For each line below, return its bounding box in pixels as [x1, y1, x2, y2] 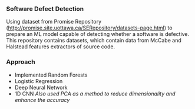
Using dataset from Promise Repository [6, 18, 102, 25]
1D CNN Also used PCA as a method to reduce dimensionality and [14, 90, 176, 97]
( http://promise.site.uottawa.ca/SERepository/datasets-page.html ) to [6, 24, 173, 31]
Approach [6, 58, 35, 66]
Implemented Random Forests [14, 71, 88, 78]
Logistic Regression [14, 77, 63, 84]
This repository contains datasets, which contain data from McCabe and [6, 37, 181, 44]
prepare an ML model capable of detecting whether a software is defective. [6, 31, 190, 38]
